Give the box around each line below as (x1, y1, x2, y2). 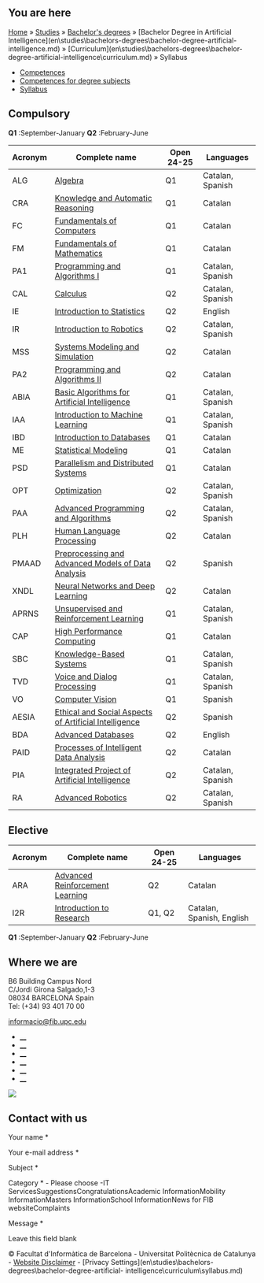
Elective (8, 824, 49, 837)
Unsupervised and (54, 603, 123, 614)
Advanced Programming (54, 502, 145, 514)
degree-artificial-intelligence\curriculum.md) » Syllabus (8, 52, 188, 61)
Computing (54, 636, 96, 647)
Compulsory (8, 107, 71, 121)
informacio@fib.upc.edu (8, 1017, 86, 1026)
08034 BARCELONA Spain (8, 993, 94, 1003)
